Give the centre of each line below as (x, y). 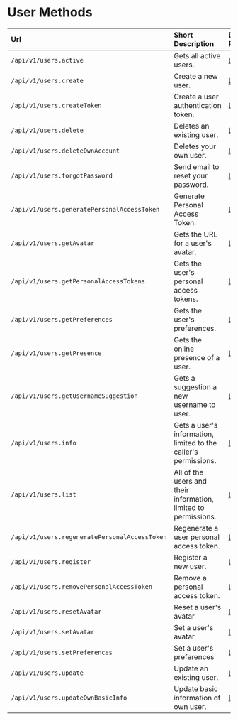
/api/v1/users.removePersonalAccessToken (82, 586)
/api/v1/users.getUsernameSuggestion (74, 396)
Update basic (195, 688)
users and (190, 481)
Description (194, 43)
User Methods (50, 12)
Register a (190, 557)
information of (197, 698)
